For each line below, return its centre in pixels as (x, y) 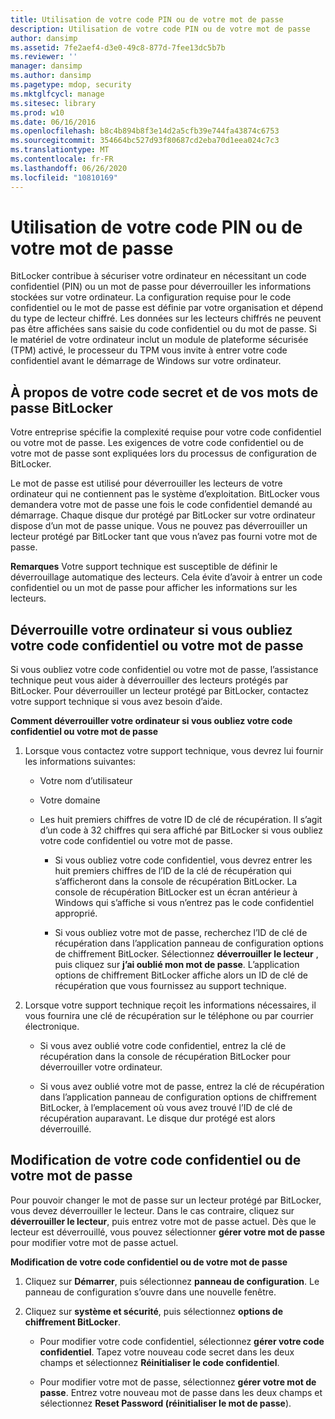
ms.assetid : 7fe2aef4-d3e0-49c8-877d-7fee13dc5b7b (118, 47)
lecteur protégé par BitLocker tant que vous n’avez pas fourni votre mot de (164, 537)
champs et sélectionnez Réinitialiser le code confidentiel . (159, 1362)
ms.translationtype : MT (60, 150)
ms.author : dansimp (51, 76)
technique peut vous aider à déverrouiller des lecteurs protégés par (149, 680)
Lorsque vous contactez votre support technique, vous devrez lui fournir (174, 751)
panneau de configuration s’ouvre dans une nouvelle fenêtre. (150, 1292)
